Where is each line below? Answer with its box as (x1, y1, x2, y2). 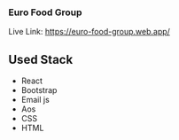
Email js (20, 95, 50, 105)
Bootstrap (20, 85, 58, 96)
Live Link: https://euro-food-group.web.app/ (8, 27, 170, 37)
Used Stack (8, 51, 74, 67)
